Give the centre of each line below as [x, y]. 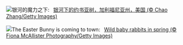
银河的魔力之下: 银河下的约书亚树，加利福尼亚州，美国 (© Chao [90, 10]
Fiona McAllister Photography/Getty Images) [59, 36]
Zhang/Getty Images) [32, 16]
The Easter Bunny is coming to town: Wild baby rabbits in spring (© [94, 30]
